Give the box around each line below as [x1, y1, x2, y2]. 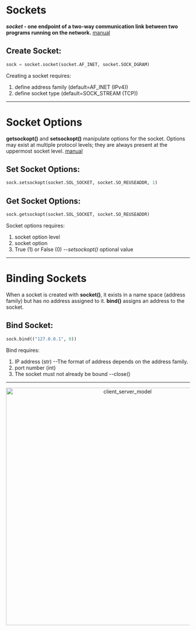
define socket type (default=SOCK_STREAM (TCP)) [14, 89, 138, 96]
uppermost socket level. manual [6, 147, 83, 154]
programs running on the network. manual [6, 29, 111, 36]
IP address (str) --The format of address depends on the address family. [14, 358, 188, 365]
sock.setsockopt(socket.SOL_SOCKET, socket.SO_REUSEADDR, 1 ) [6, 180, 158, 186]
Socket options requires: [6, 222, 65, 229]
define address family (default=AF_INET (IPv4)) [14, 83, 128, 91]
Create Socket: [6, 46, 62, 56]
